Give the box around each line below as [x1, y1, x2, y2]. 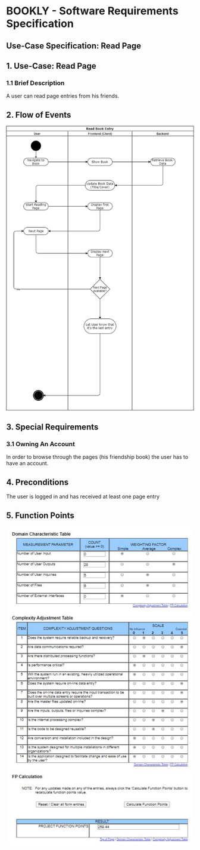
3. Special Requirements [6, 422, 99, 432]
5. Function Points [6, 510, 74, 520]
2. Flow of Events [6, 109, 71, 120]
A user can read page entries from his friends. [6, 93, 120, 100]
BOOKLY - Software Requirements [6, 4, 179, 18]
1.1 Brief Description [6, 79, 65, 87]
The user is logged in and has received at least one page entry [6, 493, 160, 500]
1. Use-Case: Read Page [6, 61, 96, 71]
